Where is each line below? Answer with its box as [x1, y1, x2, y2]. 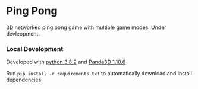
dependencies [6, 76, 42, 84]
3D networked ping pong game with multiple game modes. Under [6, 24, 166, 31]
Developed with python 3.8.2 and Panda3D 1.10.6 [6, 58, 126, 66]
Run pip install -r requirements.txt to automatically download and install [6, 70, 192, 77]
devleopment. [6, 30, 40, 37]
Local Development [6, 44, 64, 53]
